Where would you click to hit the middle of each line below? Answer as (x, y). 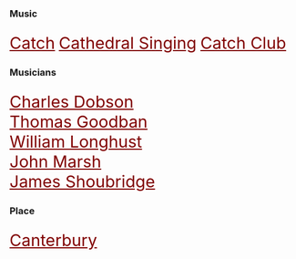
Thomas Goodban (79, 121)
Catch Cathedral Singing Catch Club (148, 42)
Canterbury (53, 240)
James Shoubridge (82, 181)
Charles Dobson (71, 101)
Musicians (33, 72)
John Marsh (56, 161)
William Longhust (76, 141)
